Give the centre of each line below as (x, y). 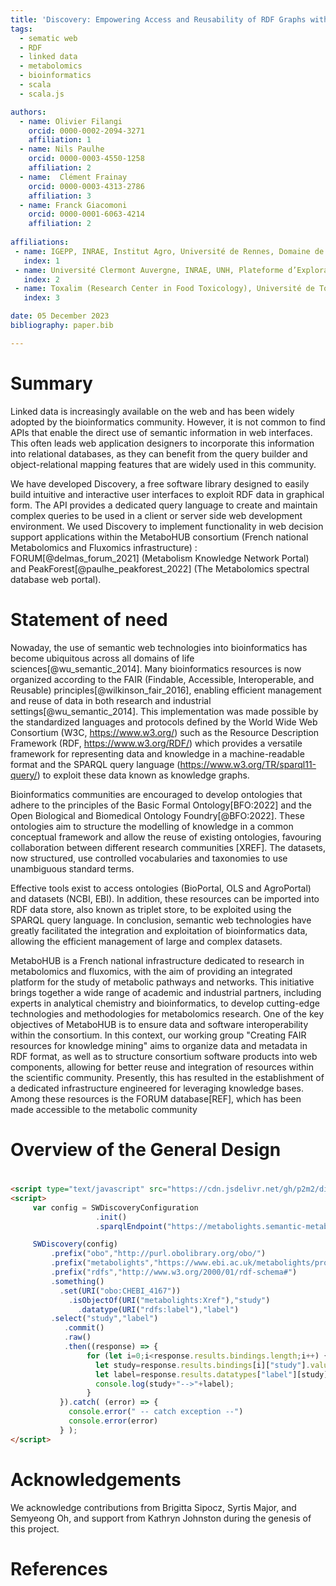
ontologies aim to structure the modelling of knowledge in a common (152, 826)
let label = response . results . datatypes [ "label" (194, 1374)
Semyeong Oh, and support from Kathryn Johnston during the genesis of (161, 1518)
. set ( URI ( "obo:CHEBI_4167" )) (120, 1291)
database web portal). (56, 579)
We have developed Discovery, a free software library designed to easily (160, 483)
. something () (77, 1281)
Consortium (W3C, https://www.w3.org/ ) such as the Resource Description (165, 732)
